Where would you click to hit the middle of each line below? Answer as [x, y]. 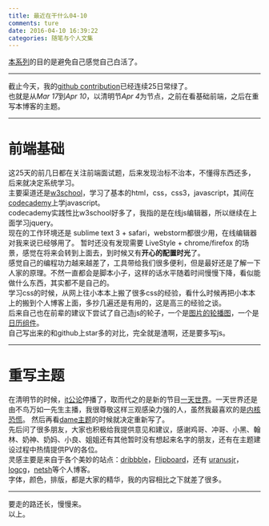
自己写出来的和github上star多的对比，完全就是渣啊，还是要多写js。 [119, 333]
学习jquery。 [36, 223]
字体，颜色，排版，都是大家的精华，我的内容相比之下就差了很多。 [117, 480]
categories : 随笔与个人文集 [51, 38]
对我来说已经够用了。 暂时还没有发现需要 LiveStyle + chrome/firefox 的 [125, 243]
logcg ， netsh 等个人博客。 [51, 470]
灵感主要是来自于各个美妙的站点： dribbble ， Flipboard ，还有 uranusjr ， [126, 460]
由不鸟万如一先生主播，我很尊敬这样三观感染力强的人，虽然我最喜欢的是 [127, 410]
